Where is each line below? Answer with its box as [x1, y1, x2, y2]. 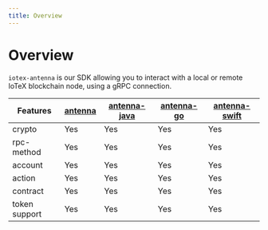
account [12, 159, 44, 170]
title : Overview [8, 11, 62, 20]
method [12, 146, 41, 157]
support [12, 208, 42, 220]
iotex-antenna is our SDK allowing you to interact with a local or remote [8, 73, 243, 82]
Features [17, 105, 52, 116]
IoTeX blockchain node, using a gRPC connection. [8, 81, 172, 90]
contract [12, 185, 44, 196]
